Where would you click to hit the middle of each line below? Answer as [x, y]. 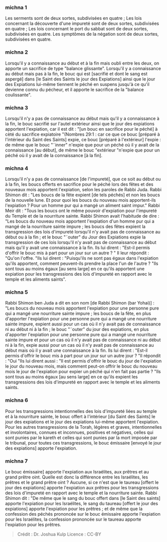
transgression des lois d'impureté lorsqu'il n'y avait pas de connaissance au [83, 232]
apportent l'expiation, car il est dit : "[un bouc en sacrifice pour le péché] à [82, 129]
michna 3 [17, 107]
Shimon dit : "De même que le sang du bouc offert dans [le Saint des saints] [83, 498]
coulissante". [18, 95]
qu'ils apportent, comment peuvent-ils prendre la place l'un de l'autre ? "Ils [82, 264]
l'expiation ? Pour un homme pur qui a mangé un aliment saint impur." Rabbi [83, 206]
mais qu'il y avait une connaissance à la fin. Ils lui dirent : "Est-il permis [78, 248]
